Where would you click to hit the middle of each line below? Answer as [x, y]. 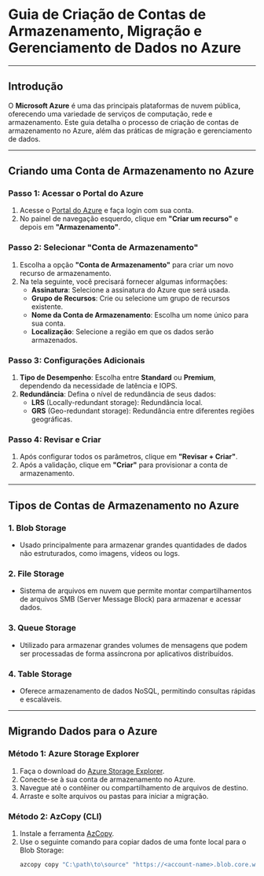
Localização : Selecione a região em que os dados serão [123, 331]
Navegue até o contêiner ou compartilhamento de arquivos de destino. [134, 787]
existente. [47, 306]
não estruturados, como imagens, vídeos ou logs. [100, 554]
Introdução [36, 87]
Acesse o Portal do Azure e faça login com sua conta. [106, 211]
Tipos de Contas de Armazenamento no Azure [124, 505]
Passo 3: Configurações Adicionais [77, 360]
